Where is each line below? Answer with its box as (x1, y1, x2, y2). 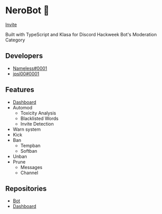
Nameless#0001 (12, 65, 48, 71)
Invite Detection (20, 121, 54, 127)
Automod (12, 104, 32, 110)
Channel (20, 170, 38, 176)
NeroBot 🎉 (5, 5, 50, 16)
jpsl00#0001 (12, 70, 39, 77)
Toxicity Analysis (20, 110, 56, 116)
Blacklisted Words (20, 115, 59, 122)
